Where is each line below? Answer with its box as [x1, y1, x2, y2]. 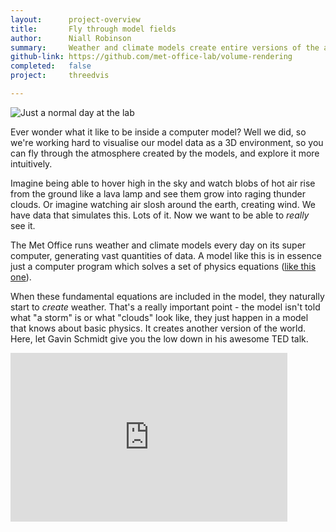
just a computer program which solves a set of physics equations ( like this [10, 260, 317, 272]
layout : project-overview [10, 14, 141, 25]
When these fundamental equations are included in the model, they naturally [10, 290, 325, 302]
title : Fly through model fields [10, 24, 177, 34]
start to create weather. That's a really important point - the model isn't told [10, 301, 321, 313]
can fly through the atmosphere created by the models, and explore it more [10, 147, 320, 159]
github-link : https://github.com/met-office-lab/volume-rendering [10, 52, 293, 62]
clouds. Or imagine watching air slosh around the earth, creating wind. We [10, 198, 316, 210]
